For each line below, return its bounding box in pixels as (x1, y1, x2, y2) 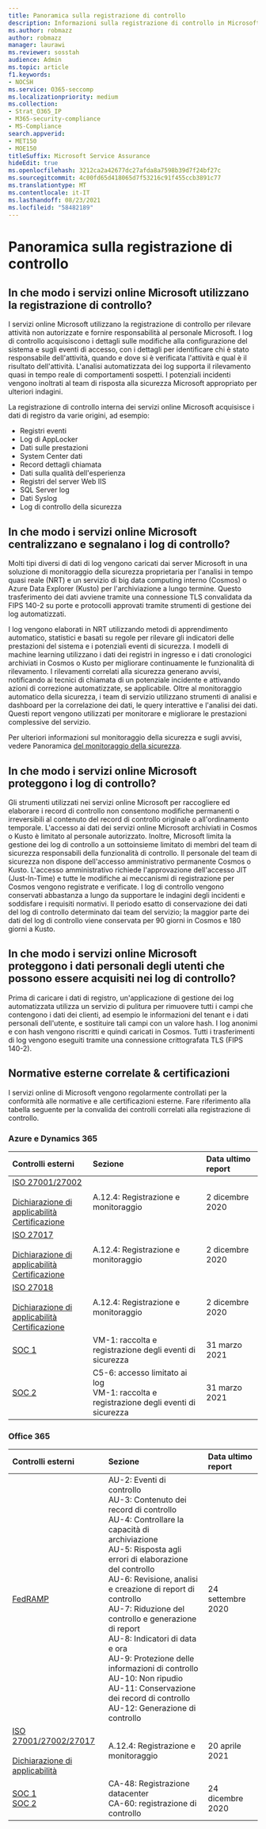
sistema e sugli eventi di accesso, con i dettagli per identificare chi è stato (8, 345, 249, 354)
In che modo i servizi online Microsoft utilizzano (8, 286, 249, 299)
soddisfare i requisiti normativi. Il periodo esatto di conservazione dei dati (8, 899, 248, 908)
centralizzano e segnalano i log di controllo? (8, 537, 231, 551)
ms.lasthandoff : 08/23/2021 (8, 196, 101, 204)
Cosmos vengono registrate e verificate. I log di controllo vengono (8, 882, 224, 891)
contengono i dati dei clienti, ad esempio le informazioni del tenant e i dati (8, 1010, 249, 1019)
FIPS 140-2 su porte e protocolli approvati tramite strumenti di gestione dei (8, 601, 252, 610)
